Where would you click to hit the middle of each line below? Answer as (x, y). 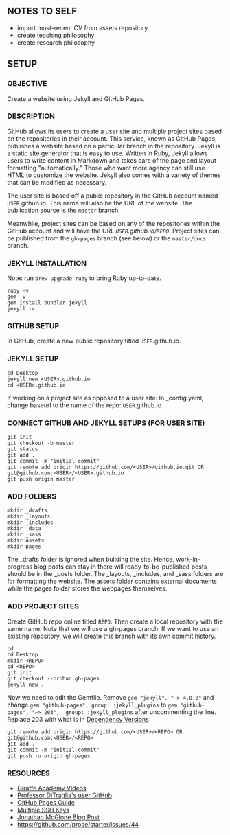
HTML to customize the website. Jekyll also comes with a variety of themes (114, 175)
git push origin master (41, 479)
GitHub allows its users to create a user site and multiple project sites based (114, 131)
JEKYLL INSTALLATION (47, 263)
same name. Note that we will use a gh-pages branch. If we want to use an (113, 628)
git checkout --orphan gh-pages (53, 678)
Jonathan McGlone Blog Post (58, 817)
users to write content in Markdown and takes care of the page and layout (112, 160)
